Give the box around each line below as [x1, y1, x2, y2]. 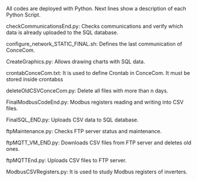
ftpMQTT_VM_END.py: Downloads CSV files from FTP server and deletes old [6, 139, 192, 146]
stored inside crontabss [6, 76, 64, 83]
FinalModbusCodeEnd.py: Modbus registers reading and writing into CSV [6, 98, 184, 106]
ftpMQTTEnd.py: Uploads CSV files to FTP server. [6, 157, 127, 164]
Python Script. [6, 11, 41, 18]
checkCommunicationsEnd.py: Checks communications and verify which [6, 23, 183, 29]
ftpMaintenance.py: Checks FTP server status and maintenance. [6, 128, 162, 134]
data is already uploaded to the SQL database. [6, 29, 119, 36]
